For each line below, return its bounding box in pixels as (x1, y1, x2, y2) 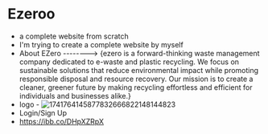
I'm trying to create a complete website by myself (19, 39, 184, 49)
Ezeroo (7, 5, 56, 23)
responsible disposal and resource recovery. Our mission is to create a (19, 74, 254, 83)
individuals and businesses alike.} (19, 91, 132, 100)
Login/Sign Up (19, 108, 68, 117)
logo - (19, 99, 39, 109)
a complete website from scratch (19, 31, 130, 41)
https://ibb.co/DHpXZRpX (19, 116, 105, 126)
